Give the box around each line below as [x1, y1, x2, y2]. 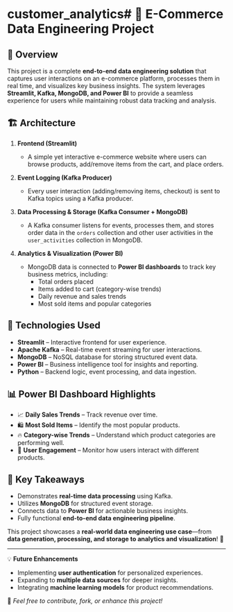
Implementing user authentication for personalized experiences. [17, 568, 203, 577]
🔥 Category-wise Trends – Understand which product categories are [17, 431, 216, 439]
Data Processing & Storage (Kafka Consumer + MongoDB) [17, 207, 189, 216]
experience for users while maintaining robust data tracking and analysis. [7, 96, 216, 105]
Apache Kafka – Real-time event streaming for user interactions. [17, 345, 202, 353]
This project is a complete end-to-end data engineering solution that [7, 67, 207, 75]
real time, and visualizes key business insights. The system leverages [7, 82, 206, 89]
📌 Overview [7, 49, 58, 60]
